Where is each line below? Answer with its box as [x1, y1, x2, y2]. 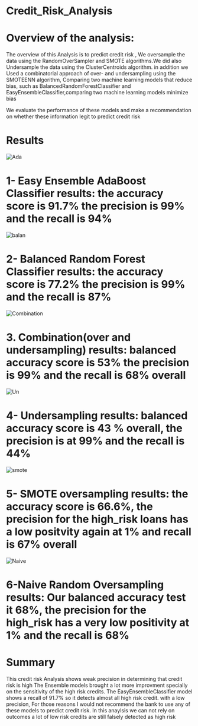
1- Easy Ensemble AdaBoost [6, 174, 147, 188]
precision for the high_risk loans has [6, 512, 189, 526]
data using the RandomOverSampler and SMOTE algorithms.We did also [6, 58, 182, 65]
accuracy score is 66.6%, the [6, 500, 153, 513]
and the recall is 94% [6, 212, 112, 226]
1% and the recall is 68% [6, 628, 130, 642]
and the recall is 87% [6, 290, 112, 304]
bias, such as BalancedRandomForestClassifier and [6, 83, 131, 90]
